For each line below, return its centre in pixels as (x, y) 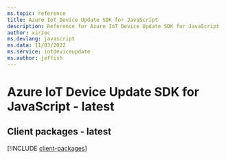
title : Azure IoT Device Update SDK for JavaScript (82, 20)
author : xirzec (29, 33)
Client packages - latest (59, 132)
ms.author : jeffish (35, 58)
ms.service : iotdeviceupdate (49, 52)
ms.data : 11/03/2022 (37, 45)
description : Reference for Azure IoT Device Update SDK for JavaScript (113, 26)
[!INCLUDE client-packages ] (47, 148)
